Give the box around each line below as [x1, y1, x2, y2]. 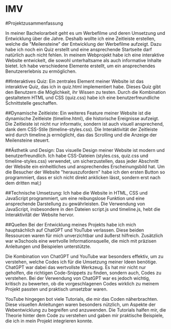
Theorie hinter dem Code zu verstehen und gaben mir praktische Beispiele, [5, 312, 164, 318]
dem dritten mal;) [5, 180, 42, 186]
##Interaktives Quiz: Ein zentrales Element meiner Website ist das [5, 78, 144, 84]
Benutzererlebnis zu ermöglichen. [5, 68, 77, 74]
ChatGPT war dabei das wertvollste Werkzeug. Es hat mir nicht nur [5, 264, 146, 270]
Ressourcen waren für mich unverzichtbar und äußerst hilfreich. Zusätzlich [5, 232, 163, 239]
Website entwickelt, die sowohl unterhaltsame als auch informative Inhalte [5, 57, 162, 63]
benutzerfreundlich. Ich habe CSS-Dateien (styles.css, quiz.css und [5, 152, 148, 159]
